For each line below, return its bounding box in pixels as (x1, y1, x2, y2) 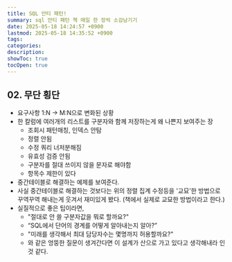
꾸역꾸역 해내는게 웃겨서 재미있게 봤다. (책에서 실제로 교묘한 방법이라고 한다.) (17, 195, 225, 204)
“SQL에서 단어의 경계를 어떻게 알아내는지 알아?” (27, 221, 158, 229)
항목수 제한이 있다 (27, 169, 76, 177)
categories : (7, 42, 42, 49)
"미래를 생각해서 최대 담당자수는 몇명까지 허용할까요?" (27, 230, 174, 238)
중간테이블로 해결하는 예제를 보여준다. (17, 178, 120, 186)
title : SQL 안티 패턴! (7, 10, 67, 17)
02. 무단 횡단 (7, 89, 60, 101)
